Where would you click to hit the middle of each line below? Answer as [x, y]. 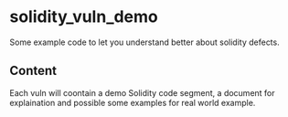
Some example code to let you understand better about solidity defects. [145, 42]
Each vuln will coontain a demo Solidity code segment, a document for [143, 92]
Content [33, 71]
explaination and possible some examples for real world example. [133, 102]
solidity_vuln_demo [84, 17]
